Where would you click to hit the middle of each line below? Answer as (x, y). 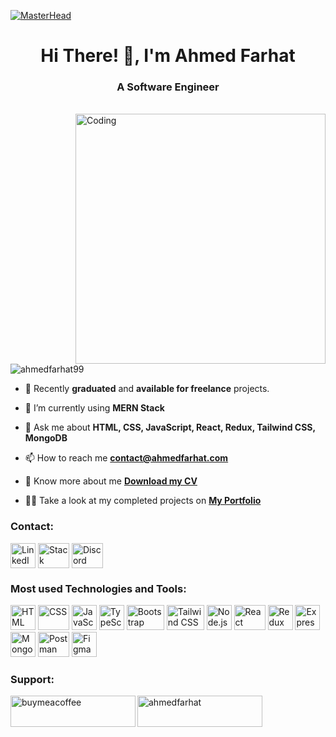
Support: (32, 679)
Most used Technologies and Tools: (98, 588)
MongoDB (46, 438)
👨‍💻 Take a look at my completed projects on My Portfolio (143, 501)
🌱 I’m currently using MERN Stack (94, 408)
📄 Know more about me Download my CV (111, 481)
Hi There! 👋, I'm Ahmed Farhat (168, 56)
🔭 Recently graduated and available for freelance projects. (147, 389)
